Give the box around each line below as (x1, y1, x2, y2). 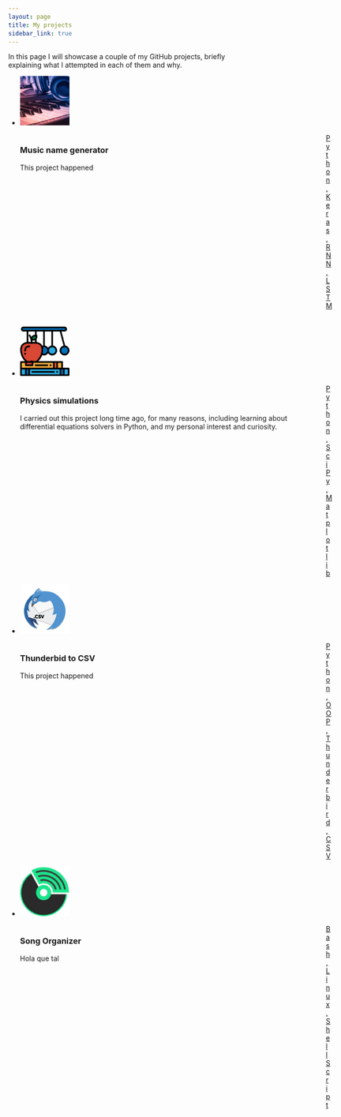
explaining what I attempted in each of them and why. (8, 60, 183, 70)
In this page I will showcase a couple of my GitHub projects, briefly (8, 52, 226, 62)
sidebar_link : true (8, 29, 73, 37)
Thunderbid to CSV (19, 653, 96, 664)
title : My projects (8, 21, 73, 29)
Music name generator (19, 144, 109, 156)
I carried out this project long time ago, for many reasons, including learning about (19, 413, 288, 422)
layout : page (8, 13, 51, 21)
